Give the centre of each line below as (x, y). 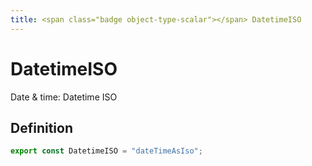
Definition (41, 127)
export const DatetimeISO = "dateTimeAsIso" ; (106, 151)
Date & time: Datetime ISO (64, 97)
